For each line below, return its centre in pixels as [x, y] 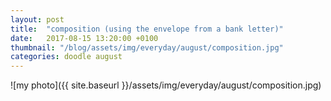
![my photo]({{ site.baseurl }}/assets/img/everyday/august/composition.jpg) [166, 85]
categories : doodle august [66, 57]
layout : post [37, 19]
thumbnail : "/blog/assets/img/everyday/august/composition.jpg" [147, 47]
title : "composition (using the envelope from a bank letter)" [147, 29]
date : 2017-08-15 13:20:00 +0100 [84, 38]
